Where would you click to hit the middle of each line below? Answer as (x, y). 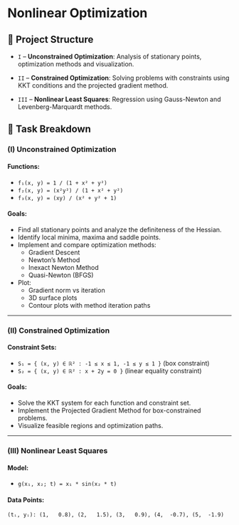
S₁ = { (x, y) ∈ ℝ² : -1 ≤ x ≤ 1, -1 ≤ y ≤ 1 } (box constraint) (113, 363)
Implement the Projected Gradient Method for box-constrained (109, 410)
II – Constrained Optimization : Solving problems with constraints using (123, 78)
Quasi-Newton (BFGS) (61, 275)
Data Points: (26, 499)
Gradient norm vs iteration (67, 290)
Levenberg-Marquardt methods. (65, 107)
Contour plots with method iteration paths (89, 305)
